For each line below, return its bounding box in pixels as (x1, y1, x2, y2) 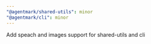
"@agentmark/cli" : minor (6, 14, 69, 20)
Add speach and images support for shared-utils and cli (6, 31, 146, 38)
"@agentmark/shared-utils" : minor (6, 8, 94, 15)
